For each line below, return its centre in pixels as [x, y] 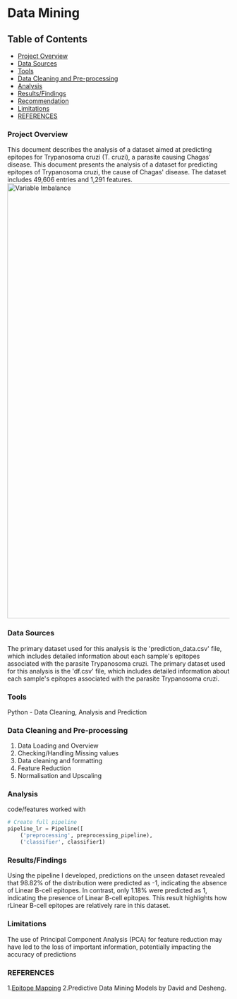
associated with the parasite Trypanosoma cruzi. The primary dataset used [116, 663]
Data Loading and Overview [58, 746]
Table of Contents [48, 39]
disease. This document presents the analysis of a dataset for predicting [113, 164]
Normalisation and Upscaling [60, 776]
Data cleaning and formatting [60, 761]
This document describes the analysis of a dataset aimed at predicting [110, 150]
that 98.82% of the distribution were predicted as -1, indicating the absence [117, 883]
